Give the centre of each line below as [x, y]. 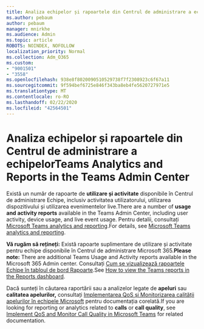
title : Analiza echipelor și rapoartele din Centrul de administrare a [99, 12]
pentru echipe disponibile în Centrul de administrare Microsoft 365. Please [99, 251]
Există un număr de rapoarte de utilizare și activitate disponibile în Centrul [100, 194]
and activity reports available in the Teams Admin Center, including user [97, 213]
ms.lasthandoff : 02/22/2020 [42, 102]
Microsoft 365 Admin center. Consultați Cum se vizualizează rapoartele [96, 264]
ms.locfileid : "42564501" [39, 108]
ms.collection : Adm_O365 [38, 57]
